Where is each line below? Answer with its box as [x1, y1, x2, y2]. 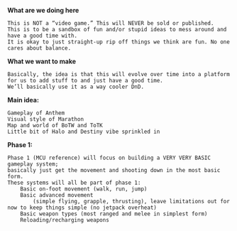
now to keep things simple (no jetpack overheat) [7, 204, 158, 211]
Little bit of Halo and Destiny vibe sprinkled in [7, 128, 160, 135]
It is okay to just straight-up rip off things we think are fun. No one [7, 38, 231, 45]
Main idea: [7, 96, 39, 104]
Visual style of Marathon [7, 116, 84, 123]
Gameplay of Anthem [7, 109, 65, 117]
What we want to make [7, 57, 77, 65]
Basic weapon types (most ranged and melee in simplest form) [20, 210, 208, 217]
